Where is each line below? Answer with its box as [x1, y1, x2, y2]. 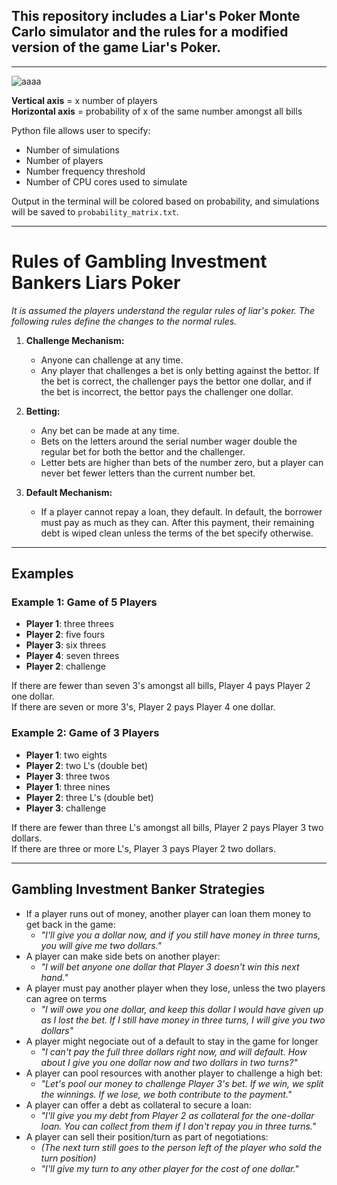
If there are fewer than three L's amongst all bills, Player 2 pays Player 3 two [11, 821, 324, 833]
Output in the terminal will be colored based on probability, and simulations [11, 195, 320, 207]
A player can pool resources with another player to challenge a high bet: [25, 1067, 324, 1079]
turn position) [40, 1152, 97, 1164]
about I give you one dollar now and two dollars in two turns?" [40, 1056, 298, 1068]
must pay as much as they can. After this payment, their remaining [40, 516, 315, 528]
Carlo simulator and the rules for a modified [11, 24, 289, 41]
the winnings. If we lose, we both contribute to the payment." [40, 1088, 293, 1100]
